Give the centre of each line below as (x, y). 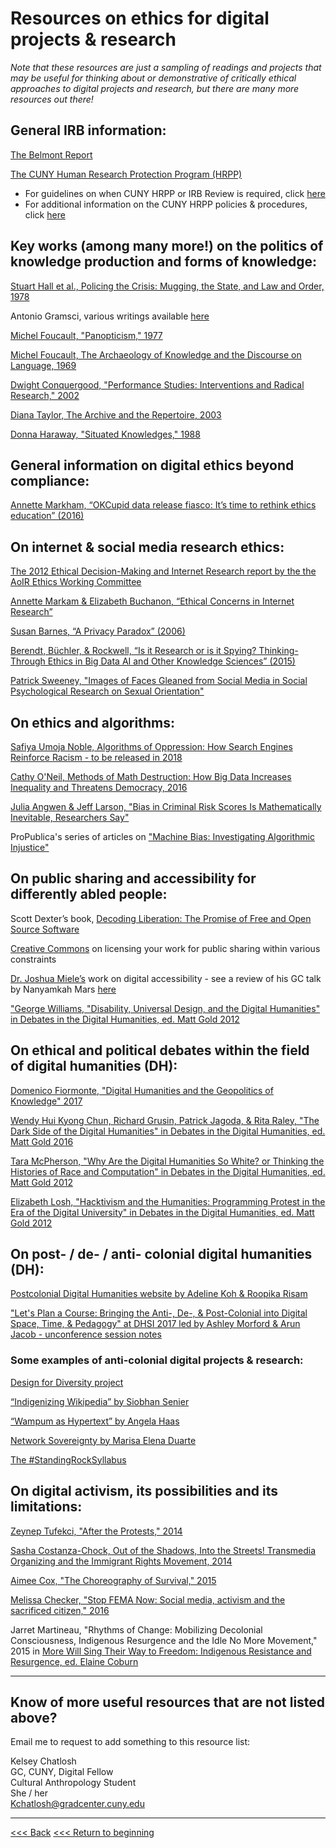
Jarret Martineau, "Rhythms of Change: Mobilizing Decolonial (136, 1629)
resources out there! (52, 99)
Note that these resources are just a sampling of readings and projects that (166, 67)
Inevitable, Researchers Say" (70, 817)
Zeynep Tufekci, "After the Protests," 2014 (96, 1531)
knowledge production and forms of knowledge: (164, 262)
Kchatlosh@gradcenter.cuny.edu (77, 1804)
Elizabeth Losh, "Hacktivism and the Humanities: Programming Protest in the (168, 1201)
